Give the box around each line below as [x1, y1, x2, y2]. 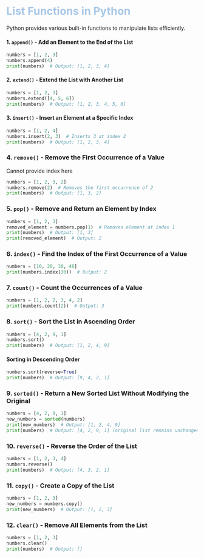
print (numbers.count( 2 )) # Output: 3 [6, 303, 104, 309]
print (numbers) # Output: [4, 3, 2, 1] [6, 467, 110, 473]
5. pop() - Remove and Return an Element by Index [6, 205, 157, 213]
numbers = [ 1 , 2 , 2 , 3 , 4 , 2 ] [6, 297, 83, 303]
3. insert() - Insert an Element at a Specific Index [6, 114, 134, 122]
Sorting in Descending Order [6, 356, 80, 363]
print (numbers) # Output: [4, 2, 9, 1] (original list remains [6, 427, 172, 434]
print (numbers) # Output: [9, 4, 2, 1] [6, 375, 110, 381]
